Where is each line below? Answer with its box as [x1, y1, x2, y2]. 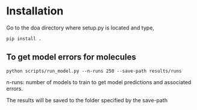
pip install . [6, 35, 42, 41]
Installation [6, 4, 64, 18]
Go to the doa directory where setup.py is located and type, [6, 24, 155, 31]
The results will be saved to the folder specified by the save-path [6, 96, 167, 103]
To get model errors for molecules [6, 52, 137, 63]
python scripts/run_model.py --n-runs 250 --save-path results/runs [6, 68, 182, 74]
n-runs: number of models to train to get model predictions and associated [6, 78, 192, 85]
